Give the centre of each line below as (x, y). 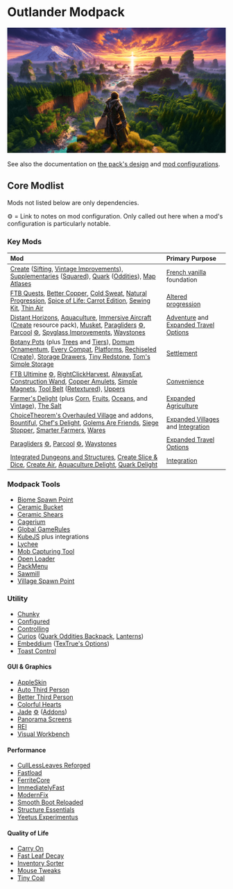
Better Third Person (45, 697)
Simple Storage (32, 364)
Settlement (182, 353)
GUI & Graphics (29, 667)
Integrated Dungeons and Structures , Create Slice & (84, 457)
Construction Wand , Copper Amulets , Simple (74, 381)
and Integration (188, 426)
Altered (176, 297)
